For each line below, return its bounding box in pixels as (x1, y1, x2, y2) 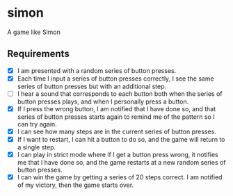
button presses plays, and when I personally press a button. (17, 97, 189, 106)
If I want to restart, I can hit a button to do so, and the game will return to (17, 136, 225, 144)
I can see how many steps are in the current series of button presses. (17, 127, 217, 136)
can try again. (17, 120, 57, 128)
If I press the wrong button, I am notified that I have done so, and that (17, 104, 216, 113)
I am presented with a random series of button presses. (17, 66, 177, 74)
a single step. (17, 143, 56, 152)
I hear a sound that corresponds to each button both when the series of (17, 89, 223, 98)
